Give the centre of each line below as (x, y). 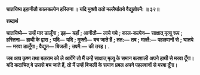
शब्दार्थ (12, 21)
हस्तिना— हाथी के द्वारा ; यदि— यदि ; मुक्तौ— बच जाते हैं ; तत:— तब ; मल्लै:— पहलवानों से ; (94, 40)
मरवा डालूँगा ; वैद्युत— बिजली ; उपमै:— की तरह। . (61, 46)
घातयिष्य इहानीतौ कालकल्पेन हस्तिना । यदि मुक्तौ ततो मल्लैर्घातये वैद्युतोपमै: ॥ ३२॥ (83, 9)
